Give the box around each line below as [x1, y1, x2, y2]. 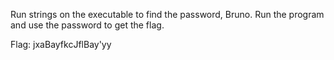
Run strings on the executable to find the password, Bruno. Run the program [10, 9, 325, 20]
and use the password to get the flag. [10, 19, 165, 31]
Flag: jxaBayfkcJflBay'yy [10, 39, 112, 50]
